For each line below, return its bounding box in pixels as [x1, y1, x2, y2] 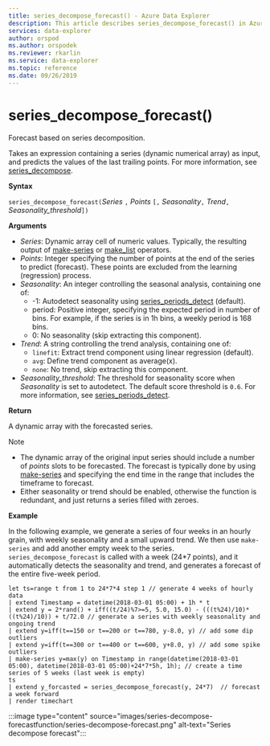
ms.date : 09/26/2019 [8, 72, 78, 80]
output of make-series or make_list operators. [19, 244, 172, 254]
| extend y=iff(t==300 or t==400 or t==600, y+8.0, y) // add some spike [8, 641, 261, 649]
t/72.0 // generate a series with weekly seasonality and [62, 613, 261, 621]
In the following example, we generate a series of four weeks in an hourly [8, 526, 252, 535]
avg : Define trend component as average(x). [31, 355, 178, 366]
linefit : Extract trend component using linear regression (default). [31, 347, 254, 357]
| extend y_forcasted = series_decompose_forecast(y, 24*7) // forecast [8, 682, 261, 691]
